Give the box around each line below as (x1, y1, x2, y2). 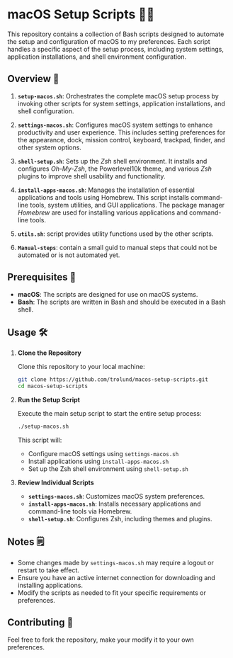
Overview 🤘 (7, 73, 59, 85)
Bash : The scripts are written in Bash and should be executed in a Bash (17, 297, 226, 306)
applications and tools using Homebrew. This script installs (17, 193, 190, 201)
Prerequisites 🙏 (7, 271, 76, 283)
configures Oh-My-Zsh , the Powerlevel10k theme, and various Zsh (17, 164, 212, 173)
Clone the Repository (17, 348, 81, 357)
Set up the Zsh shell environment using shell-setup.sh (28, 465, 189, 473)
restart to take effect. (17, 566, 79, 574)
